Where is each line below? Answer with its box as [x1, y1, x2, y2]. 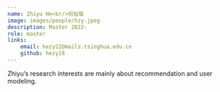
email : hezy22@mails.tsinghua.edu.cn [20, 43, 132, 50]
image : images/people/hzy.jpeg [7, 17, 100, 24]
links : [7, 37, 27, 44]
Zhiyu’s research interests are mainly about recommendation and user [7, 69, 213, 78]
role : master [7, 30, 46, 38]
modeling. [7, 76, 37, 85]
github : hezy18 [20, 50, 66, 57]
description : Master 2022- [7, 23, 88, 30]
